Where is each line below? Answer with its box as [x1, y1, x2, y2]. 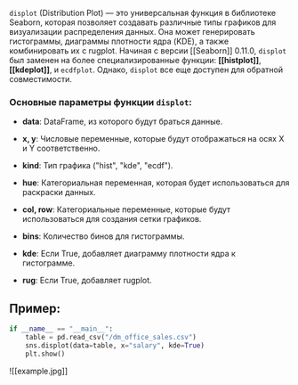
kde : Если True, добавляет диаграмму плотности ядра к [21, 249, 236, 259]
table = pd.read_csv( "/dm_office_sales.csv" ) [25, 332, 197, 341]
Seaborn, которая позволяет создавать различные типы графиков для [9, 17, 277, 28]
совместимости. [9, 74, 73, 84]
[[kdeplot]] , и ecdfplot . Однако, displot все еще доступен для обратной [9, 64, 283, 75]
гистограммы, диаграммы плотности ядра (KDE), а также [9, 36, 230, 46]
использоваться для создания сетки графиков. [21, 214, 202, 225]
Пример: [9, 300, 60, 315]
